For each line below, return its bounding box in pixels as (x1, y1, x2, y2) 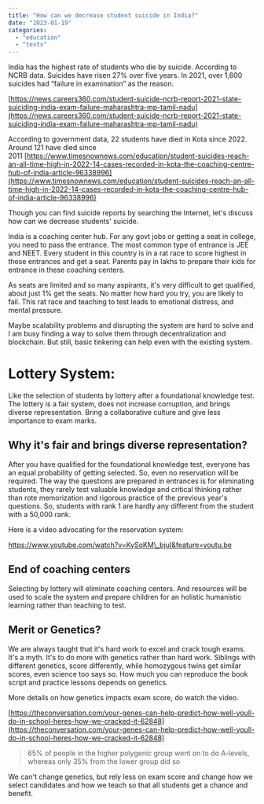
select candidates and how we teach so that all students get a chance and (8, 780, 248, 790)
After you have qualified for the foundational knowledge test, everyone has (8, 459, 250, 468)
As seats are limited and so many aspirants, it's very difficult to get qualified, (8, 281, 255, 290)
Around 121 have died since (8, 143, 97, 152)
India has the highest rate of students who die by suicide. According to (8, 62, 237, 72)
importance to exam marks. (8, 416, 97, 425)
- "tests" (15, 41, 47, 49)
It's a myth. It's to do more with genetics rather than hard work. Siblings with (8, 652, 255, 662)
